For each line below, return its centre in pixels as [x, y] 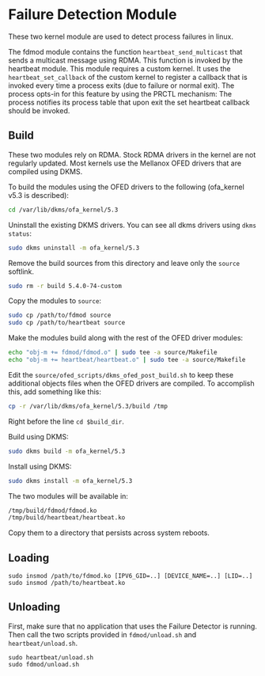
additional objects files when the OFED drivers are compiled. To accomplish [131, 383]
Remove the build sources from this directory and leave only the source [124, 263]
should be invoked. [39, 110]
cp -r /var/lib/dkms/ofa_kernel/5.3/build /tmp [88, 406]
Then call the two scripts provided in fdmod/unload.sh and [102, 634]
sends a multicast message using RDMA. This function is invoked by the [126, 60]
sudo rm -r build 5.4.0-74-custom [65, 286]
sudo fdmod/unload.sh [44, 664]
